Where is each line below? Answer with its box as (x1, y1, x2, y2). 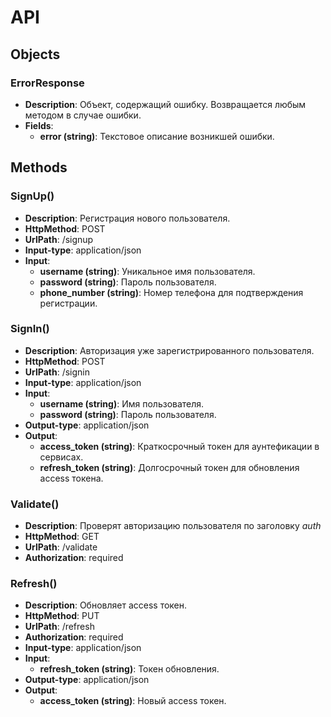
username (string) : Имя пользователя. (39, 397, 205, 410)
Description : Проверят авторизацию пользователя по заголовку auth (24, 520, 322, 532)
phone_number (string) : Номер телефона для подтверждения (39, 286, 304, 298)
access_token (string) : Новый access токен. (39, 695, 227, 707)
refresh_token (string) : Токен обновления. (39, 663, 220, 675)
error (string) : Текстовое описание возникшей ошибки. (39, 130, 275, 142)
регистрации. (39, 297, 98, 309)
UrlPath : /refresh (24, 621, 95, 633)
